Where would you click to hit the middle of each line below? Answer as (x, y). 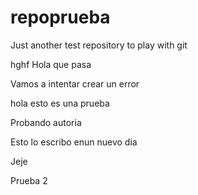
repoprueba (60, 17)
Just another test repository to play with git (99, 45)
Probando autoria (46, 122)
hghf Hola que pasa (51, 64)
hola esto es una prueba (60, 103)
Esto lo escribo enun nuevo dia (74, 142)
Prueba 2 (29, 180)
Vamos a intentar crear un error (75, 83)
